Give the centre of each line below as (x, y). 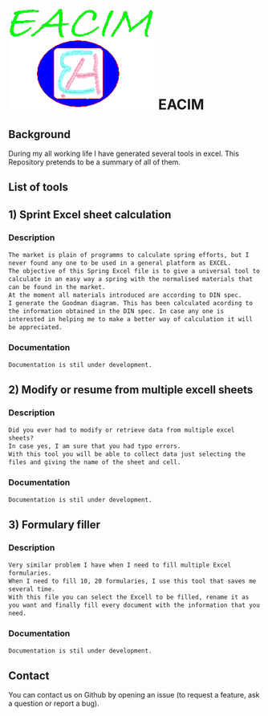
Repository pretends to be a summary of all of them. (94, 162)
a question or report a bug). (54, 704)
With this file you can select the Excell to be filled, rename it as (129, 597)
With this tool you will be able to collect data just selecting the (127, 454)
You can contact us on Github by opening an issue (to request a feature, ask (134, 695)
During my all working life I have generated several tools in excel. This (124, 153)
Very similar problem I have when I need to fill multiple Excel (120, 565)
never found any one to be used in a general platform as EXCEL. (120, 263)
